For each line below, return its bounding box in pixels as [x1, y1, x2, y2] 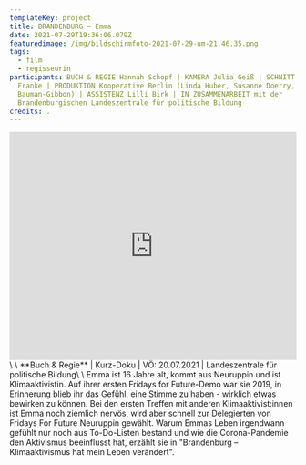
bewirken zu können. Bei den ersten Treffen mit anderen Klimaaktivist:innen [9, 398, 293, 409]
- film [17, 56, 43, 65]
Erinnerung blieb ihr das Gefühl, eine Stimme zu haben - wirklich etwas [9, 388, 277, 399]
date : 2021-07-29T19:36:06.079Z [9, 30, 132, 39]
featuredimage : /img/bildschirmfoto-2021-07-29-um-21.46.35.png [9, 38, 259, 48]
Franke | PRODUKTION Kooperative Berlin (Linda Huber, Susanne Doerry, [17, 81, 296, 90]
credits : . [9, 107, 51, 116]
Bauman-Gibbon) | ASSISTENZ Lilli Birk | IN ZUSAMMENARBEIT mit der [17, 89, 283, 98]
